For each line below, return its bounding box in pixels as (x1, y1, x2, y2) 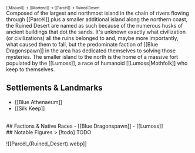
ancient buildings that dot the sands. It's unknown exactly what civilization (6, 28, 186, 35)
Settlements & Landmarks (6, 83, 103, 93)
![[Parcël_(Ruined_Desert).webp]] (6, 140, 87, 147)
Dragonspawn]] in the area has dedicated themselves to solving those (6, 47, 176, 54)
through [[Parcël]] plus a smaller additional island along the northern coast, (6, 16, 188, 23)
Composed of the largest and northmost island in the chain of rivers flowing (6, 9, 189, 16)
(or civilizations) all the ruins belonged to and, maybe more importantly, (6, 35, 179, 41)
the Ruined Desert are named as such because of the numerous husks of (6, 22, 183, 29)
